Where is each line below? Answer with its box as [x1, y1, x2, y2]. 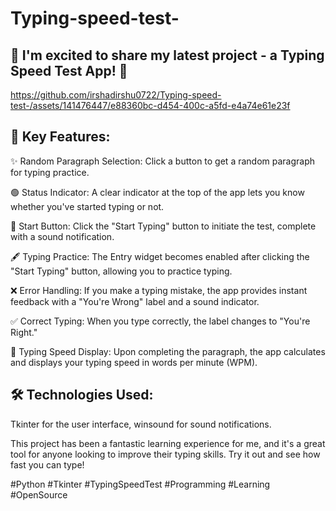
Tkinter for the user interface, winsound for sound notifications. [10, 418, 272, 430]
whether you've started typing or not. [10, 200, 165, 212]
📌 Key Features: [10, 128, 111, 146]
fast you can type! [10, 458, 85, 471]
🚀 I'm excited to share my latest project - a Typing [10, 47, 325, 64]
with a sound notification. [10, 230, 115, 242]
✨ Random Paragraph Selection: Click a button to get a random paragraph [10, 155, 316, 167]
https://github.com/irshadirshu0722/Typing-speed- [10, 89, 222, 101]
